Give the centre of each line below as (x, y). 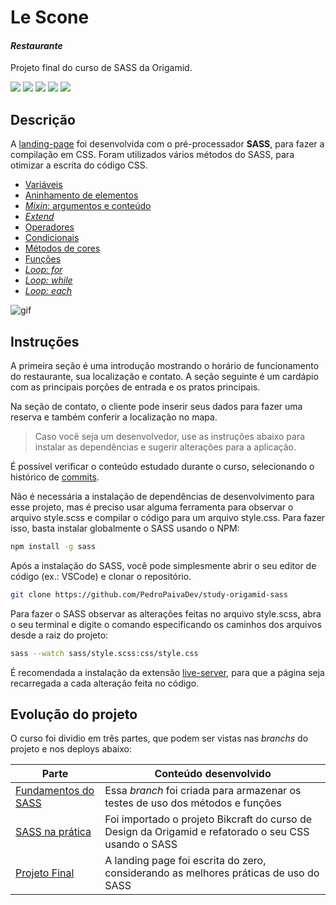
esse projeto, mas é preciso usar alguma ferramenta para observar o (152, 507)
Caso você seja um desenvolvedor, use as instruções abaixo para (170, 437)
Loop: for (43, 270)
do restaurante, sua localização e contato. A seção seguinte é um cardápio (164, 377)
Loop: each (48, 291)
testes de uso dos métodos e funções (193, 803)
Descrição (43, 119)
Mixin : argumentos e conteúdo (88, 206)
